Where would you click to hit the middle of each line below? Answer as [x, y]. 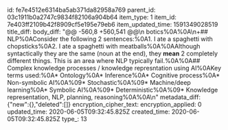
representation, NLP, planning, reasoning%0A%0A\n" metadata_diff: [104, 97]
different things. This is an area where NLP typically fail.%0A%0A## [104, 61]
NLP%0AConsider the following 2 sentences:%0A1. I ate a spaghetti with [110, 39]
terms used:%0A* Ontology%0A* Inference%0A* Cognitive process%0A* [114, 75]
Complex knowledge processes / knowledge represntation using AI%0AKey [114, 68]
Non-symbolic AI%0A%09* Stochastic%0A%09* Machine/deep [99, 82]
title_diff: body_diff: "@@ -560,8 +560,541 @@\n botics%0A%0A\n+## [107, 31]
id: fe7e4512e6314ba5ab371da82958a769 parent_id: [81, 10]
